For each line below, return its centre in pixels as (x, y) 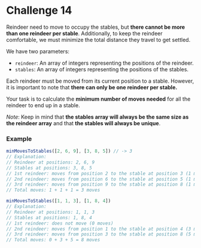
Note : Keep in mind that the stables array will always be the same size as (98, 117)
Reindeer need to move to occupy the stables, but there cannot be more (96, 27)
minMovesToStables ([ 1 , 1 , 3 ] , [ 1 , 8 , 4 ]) (59, 201)
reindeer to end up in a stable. (43, 105)
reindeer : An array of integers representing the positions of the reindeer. (104, 63)
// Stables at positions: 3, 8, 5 (49, 168)
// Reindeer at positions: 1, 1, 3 (51, 212)
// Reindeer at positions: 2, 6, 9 (51, 162)
